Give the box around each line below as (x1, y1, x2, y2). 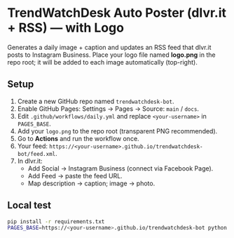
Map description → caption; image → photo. (27, 179, 156, 187)
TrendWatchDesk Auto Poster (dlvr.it (7, 5, 226, 21)
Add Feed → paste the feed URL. (27, 171, 123, 180)
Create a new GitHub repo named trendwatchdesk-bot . (17, 97, 174, 105)
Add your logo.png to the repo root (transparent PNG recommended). (17, 126, 218, 135)
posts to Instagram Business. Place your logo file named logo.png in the (7, 51, 216, 59)
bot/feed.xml (17, 150, 56, 157)
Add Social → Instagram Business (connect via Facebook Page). (27, 164, 214, 173)
